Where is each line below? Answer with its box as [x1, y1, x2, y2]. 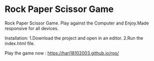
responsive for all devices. [4, 25, 59, 31]
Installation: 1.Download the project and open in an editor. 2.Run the [4, 35, 144, 41]
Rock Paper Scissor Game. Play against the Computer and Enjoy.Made [4, 20, 149, 26]
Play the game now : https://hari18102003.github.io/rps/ [4, 50, 119, 56]
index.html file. [4, 40, 35, 46]
